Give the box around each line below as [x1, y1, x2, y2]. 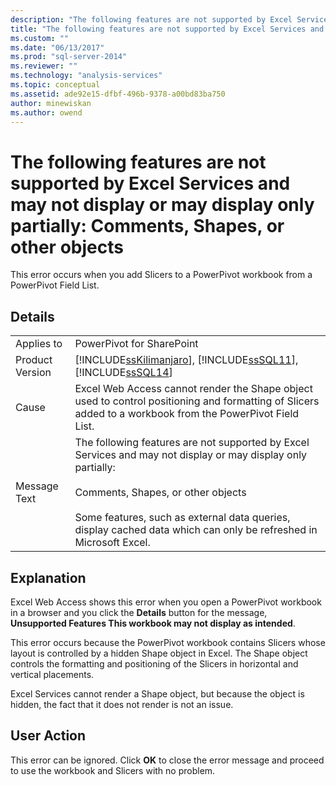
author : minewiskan [10, 98, 92, 108]
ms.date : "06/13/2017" [10, 42, 105, 53]
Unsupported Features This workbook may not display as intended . [10, 617, 296, 629]
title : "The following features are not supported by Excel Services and [10, 24, 325, 34]
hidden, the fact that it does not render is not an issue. [10, 698, 234, 710]
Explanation [10, 569, 87, 586]
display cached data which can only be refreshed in [74, 523, 318, 537]
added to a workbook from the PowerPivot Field [74, 407, 300, 421]
